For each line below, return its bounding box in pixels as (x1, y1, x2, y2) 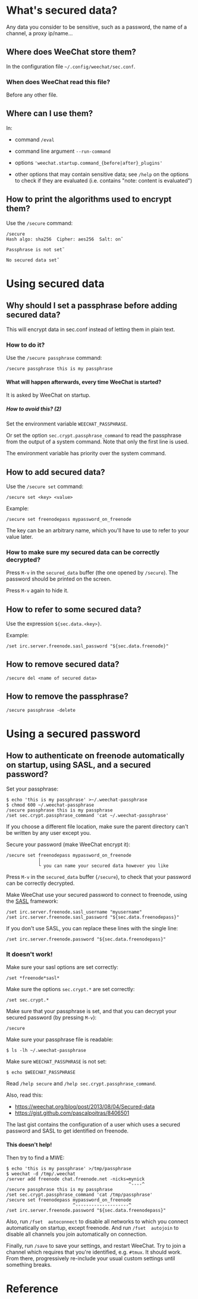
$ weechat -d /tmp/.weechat (6, 1171, 76, 1177)
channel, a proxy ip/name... (6, 29, 73, 36)
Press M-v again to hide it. (6, 587, 69, 594)
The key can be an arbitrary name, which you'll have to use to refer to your (6, 526, 189, 534)
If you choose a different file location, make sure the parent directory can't (6, 823, 188, 830)
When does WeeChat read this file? (6, 78, 111, 86)
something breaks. (6, 1261, 52, 1269)
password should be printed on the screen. (6, 575, 112, 582)
